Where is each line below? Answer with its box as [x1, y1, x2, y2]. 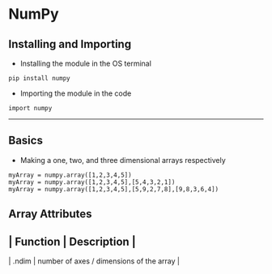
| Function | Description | [8, 234, 136, 248]
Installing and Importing [8, 37, 132, 51]
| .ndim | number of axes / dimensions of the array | [8, 256, 181, 266]
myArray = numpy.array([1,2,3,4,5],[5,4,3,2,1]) [8, 178, 176, 186]
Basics [8, 134, 43, 148]
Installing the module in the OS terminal [19, 58, 152, 68]
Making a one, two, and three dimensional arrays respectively [19, 155, 227, 165]
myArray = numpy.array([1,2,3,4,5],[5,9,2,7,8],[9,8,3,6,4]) [8, 185, 219, 193]
